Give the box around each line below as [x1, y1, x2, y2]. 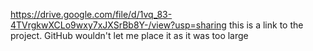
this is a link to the [228, 19, 304, 31]
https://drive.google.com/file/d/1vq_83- [10, 9, 173, 20]
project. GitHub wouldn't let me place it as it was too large [10, 30, 249, 41]
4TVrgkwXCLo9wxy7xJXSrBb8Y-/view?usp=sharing [10, 19, 227, 31]
